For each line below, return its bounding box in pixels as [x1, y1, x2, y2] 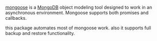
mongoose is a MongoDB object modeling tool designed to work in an [5, 5, 152, 10]
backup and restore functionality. [5, 30, 75, 36]
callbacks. [5, 15, 27, 21]
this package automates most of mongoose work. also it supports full [5, 25, 151, 31]
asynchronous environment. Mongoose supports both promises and [5, 10, 149, 16]
